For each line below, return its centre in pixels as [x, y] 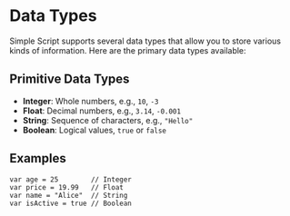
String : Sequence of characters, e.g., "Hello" [108, 120]
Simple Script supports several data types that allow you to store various [145, 41]
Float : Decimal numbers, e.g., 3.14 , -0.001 [102, 111]
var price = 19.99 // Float [67, 187]
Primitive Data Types [70, 79]
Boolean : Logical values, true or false [94, 130]
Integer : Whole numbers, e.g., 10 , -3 [90, 101]
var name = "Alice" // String [69, 195]
